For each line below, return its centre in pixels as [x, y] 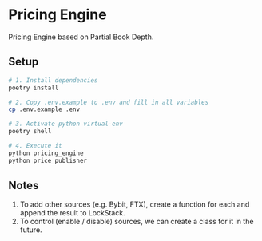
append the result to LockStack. [72, 213]
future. [31, 230]
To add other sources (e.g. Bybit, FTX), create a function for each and [135, 204]
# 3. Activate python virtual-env [66, 124]
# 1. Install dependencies [53, 80]
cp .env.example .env [44, 109]
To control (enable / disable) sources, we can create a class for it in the [137, 222]
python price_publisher [48, 160]
